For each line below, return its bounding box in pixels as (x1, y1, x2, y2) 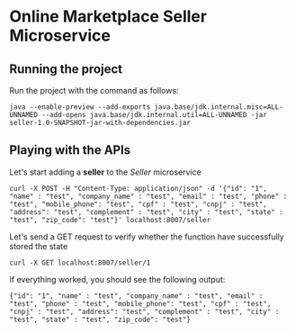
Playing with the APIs (9, 142, 131, 158)
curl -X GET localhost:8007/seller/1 (9, 258, 151, 267)
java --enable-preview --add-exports (9, 103, 151, 112)
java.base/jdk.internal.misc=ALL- (154, 103, 283, 112)
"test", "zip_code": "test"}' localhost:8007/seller (9, 215, 211, 224)
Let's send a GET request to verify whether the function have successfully (9, 231, 285, 242)
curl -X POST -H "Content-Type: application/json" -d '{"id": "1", (9, 184, 268, 193)
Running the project (9, 61, 123, 76)
